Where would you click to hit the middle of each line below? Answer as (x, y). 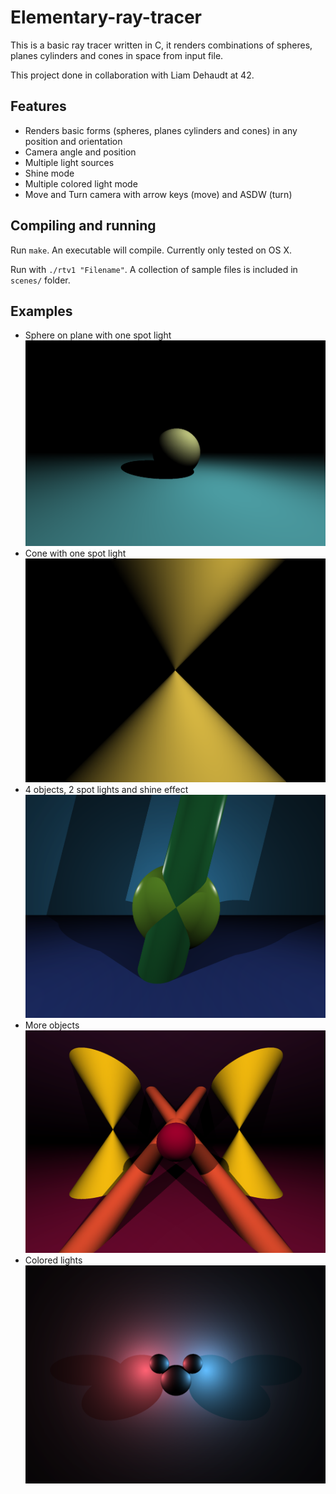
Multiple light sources (69, 162)
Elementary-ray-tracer (106, 17)
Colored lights (53, 1260)
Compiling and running (83, 226)
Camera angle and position (80, 152)
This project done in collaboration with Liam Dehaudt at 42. (132, 75)
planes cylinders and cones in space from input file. (117, 55)
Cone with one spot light (75, 553)
